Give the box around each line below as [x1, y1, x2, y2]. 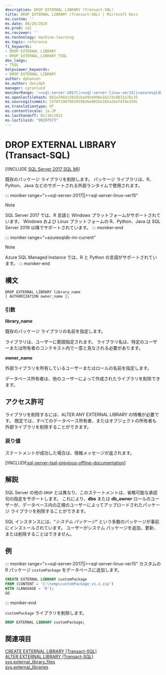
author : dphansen [5, 76, 41, 81]
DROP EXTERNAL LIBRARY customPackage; [5, 620, 85, 624]
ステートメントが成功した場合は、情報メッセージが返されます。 [5, 450, 135, 456]
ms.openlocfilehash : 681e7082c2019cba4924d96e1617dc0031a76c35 [5, 95, 138, 100]
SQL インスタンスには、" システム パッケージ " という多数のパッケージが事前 [5, 519, 160, 524]
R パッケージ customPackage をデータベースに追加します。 [5, 567, 122, 573]
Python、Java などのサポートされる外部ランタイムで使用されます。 [5, 182, 143, 188]
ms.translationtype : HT [5, 104, 54, 109]
